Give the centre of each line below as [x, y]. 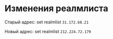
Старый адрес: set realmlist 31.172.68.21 [47, 22]
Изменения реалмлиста [56, 9]
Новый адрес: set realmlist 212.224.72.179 [48, 31]
